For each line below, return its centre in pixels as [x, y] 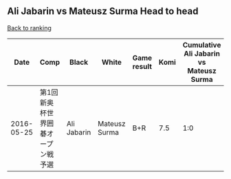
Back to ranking [29, 28]
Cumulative [202, 45]
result [142, 66]
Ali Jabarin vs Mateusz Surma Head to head [103, 11]
